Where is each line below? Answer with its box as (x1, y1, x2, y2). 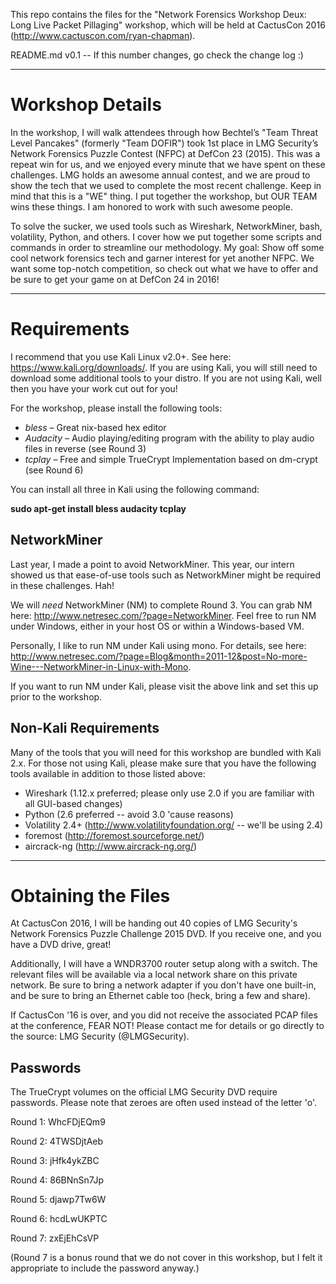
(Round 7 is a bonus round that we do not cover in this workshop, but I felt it (10, 1252, 323, 1264)
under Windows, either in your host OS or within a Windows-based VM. (10, 620, 305, 632)
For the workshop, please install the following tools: (10, 402, 223, 414)
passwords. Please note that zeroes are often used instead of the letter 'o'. (10, 1097, 318, 1109)
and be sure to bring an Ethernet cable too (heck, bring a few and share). (10, 990, 311, 1002)
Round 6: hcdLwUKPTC (10, 1213, 108, 1225)
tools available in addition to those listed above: (10, 767, 206, 779)
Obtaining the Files (10, 884, 171, 907)
